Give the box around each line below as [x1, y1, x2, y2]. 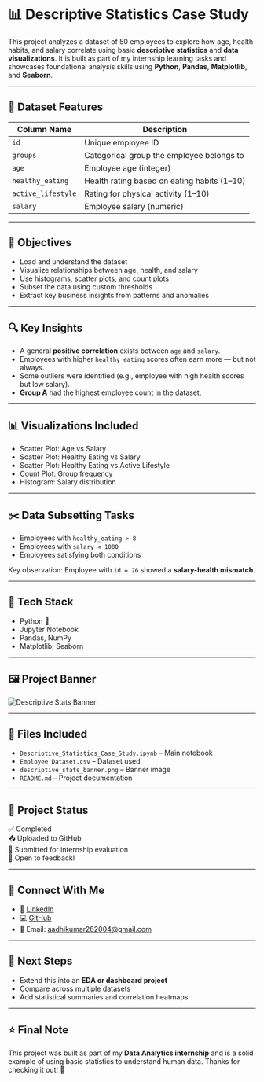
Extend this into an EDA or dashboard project [19, 975, 167, 984]
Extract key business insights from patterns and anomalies [19, 290, 210, 300]
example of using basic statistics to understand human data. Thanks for [8, 1056, 240, 1065]
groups [12, 150, 37, 160]
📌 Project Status [8, 803, 89, 817]
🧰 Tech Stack [8, 595, 74, 609]
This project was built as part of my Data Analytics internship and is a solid [8, 1048, 254, 1058]
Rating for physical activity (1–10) [83, 188, 210, 199]
